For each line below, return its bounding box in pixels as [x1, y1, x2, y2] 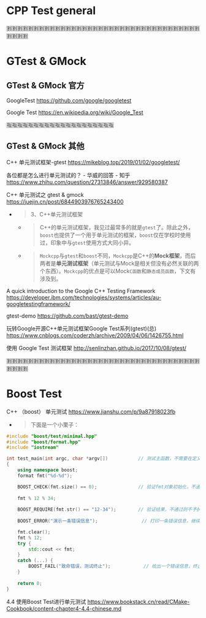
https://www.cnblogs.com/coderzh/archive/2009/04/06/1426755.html [6, 332, 184, 339]
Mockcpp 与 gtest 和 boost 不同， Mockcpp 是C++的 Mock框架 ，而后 [39, 252, 196, 259]
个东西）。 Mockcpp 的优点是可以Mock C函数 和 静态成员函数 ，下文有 [39, 267, 196, 275]
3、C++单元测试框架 [30, 210, 83, 218]
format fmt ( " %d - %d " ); [17, 473, 72, 479]
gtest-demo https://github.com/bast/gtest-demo [6, 312, 129, 319]
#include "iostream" [6, 444, 59, 451]
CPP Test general [6, 4, 96, 18]
